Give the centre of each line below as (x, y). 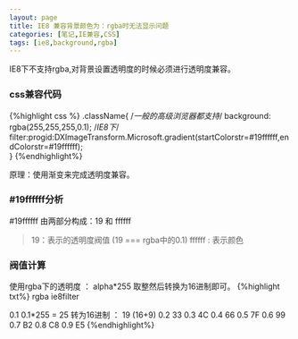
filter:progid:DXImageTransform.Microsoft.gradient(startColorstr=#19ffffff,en (149, 137)
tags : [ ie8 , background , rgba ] (63, 42)
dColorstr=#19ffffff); (46, 146)
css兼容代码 (36, 95)
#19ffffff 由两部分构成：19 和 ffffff (70, 221)
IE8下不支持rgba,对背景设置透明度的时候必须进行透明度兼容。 (123, 69)
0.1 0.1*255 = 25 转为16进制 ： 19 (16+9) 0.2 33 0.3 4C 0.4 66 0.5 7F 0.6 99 (147, 315)
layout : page (33, 17)
